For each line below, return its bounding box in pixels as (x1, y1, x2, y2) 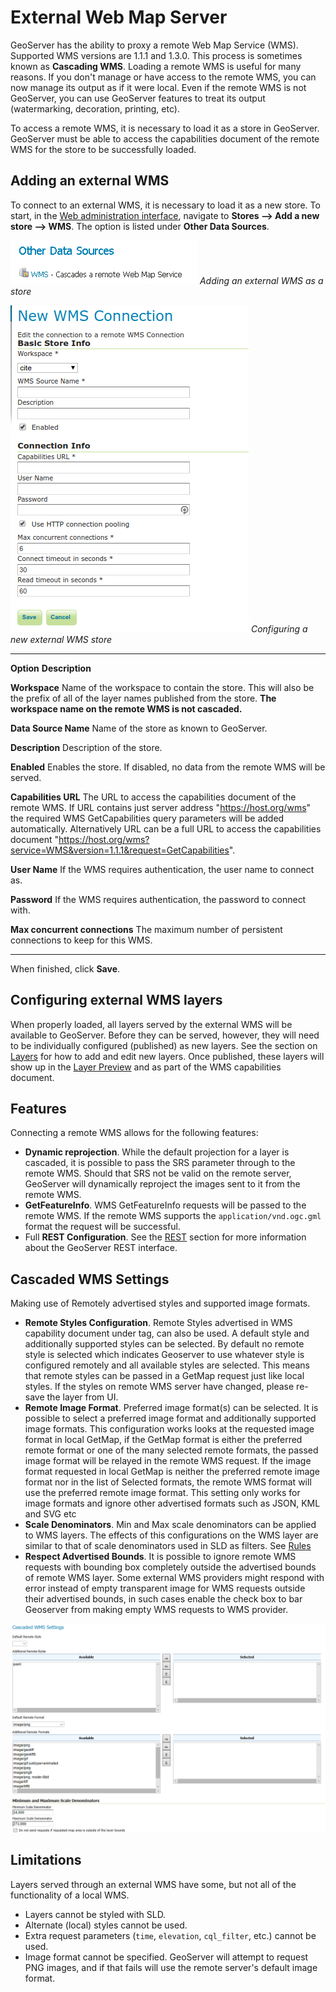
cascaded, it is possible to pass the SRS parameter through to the (24, 1157, 296, 1169)
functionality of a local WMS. (10, 1889, 130, 1901)
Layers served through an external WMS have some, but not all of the (10, 1878, 297, 1890)
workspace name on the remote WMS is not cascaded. (10, 702, 243, 715)
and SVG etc (24, 1508, 77, 1520)
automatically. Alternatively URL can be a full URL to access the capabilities (10, 822, 322, 835)
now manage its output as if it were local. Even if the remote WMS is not (10, 81, 307, 93)
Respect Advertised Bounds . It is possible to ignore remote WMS (24, 1551, 297, 1563)
